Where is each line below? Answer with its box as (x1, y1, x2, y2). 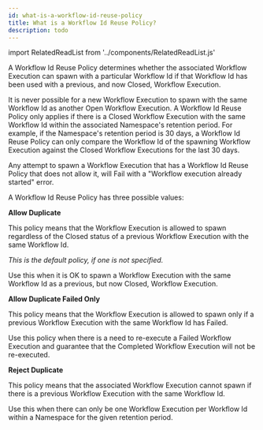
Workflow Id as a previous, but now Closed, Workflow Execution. (8, 279, 218, 289)
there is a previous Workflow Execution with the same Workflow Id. (8, 389, 226, 398)
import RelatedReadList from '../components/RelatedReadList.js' (8, 48, 216, 58)
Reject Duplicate (8, 365, 64, 375)
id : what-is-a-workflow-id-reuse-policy (8, 11, 143, 20)
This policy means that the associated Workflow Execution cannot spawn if (8, 380, 252, 391)
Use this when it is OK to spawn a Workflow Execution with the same (8, 271, 232, 280)
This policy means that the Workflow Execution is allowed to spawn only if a (8, 309, 254, 320)
